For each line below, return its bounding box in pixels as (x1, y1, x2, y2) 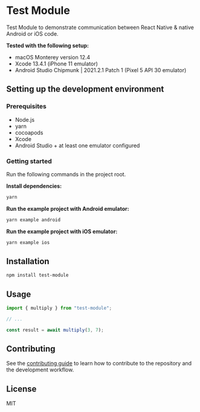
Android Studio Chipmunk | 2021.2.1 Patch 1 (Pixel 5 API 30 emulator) (15, 66, 187, 73)
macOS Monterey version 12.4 (15, 53, 91, 61)
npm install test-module (6, 272, 69, 279)
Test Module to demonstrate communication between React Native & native (6, 24, 195, 31)
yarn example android (6, 216, 61, 223)
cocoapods (15, 128, 44, 136)
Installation (6, 256, 50, 267)
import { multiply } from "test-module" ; (6, 305, 112, 311)
